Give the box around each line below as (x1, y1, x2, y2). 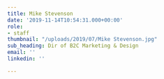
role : (7, 23, 23, 30)
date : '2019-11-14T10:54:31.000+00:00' (7, 17, 124, 24)
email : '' (7, 49, 36, 56)
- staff (7, 29, 30, 37)
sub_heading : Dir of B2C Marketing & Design (7, 42, 139, 49)
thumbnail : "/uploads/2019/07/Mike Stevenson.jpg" (7, 36, 158, 43)
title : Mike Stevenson (7, 10, 73, 17)
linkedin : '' (7, 55, 45, 62)
